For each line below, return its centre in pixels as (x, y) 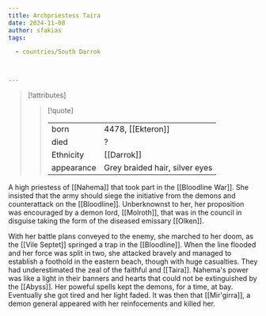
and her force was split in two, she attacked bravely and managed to (120, 253)
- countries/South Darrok (58, 52)
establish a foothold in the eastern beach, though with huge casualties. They (133, 261)
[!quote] (60, 111)
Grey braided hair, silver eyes (158, 168)
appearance (74, 168)
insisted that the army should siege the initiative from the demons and (122, 196)
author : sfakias (35, 30)
